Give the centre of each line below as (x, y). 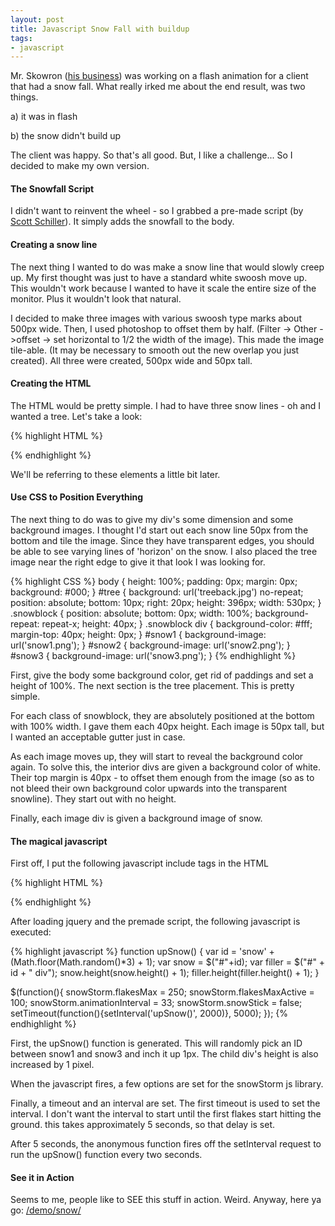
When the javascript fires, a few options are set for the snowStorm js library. (167, 1084)
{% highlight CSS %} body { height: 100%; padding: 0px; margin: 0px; (154, 582)
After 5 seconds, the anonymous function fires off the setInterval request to (166, 1144)
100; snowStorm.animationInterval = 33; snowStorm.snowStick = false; (156, 1003)
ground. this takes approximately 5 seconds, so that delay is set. (143, 1125)
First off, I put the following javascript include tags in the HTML (139, 863)
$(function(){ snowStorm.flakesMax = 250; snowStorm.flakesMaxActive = (162, 992)
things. (24, 97)
